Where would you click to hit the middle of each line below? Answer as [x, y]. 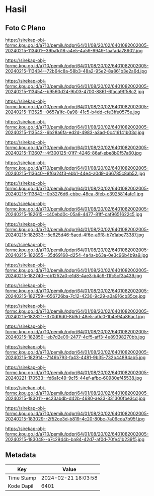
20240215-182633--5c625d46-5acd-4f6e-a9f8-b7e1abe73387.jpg [75, 235]
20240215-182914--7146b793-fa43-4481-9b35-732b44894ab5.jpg [75, 358]
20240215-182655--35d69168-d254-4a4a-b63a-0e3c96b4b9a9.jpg [77, 255]
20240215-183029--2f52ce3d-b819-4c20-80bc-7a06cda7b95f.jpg [75, 419]
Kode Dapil [21, 486]
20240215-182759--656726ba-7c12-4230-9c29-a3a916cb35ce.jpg [75, 296]
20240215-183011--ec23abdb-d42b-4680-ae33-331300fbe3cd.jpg [75, 398]
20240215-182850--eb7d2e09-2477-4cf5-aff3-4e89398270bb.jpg [75, 337]
